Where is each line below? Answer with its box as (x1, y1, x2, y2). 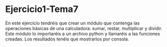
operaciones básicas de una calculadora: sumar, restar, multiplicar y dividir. (5, 25, 163, 31)
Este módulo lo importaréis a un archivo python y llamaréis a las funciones (5, 30, 160, 36)
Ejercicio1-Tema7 (5, 3, 78, 15)
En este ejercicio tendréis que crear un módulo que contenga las (5, 20, 140, 26)
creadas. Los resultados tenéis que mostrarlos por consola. (5, 36, 129, 42)
